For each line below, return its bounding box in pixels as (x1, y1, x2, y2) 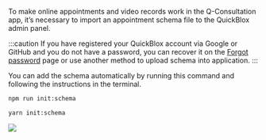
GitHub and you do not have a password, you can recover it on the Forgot (8, 47, 249, 56)
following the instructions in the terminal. (8, 79, 141, 89)
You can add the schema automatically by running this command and (8, 71, 234, 80)
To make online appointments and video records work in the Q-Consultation (8, 7, 256, 16)
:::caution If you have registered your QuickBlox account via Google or (8, 39, 238, 48)
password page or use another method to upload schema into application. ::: (8, 55, 258, 65)
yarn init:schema (8, 108, 66, 117)
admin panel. (8, 24, 51, 32)
